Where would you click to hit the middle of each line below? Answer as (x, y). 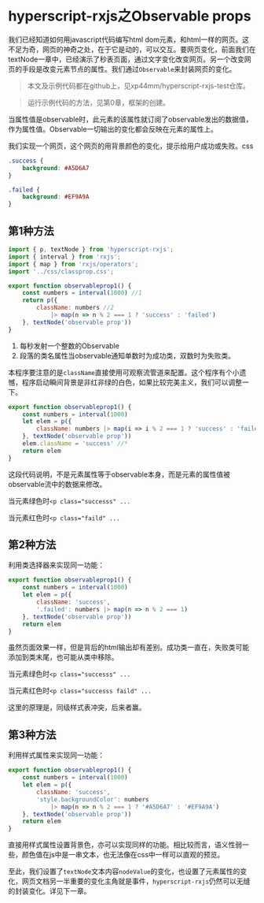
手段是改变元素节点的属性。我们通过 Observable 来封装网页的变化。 (129, 69)
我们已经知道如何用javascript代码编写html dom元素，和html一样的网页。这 (129, 39)
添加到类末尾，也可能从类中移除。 (63, 657)
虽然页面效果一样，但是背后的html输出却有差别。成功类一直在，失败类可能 (129, 648)
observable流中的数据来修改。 (57, 484)
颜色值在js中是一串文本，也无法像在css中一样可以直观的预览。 (123, 855)
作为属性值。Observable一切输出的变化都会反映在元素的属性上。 (113, 129)
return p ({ (40, 300)
